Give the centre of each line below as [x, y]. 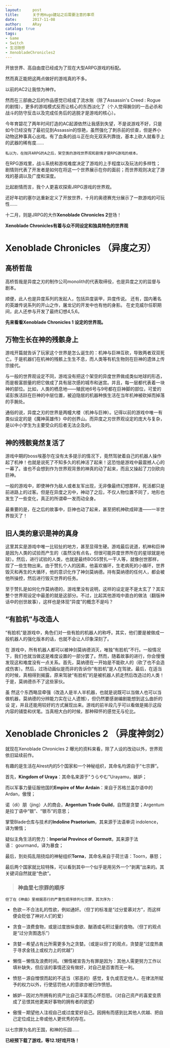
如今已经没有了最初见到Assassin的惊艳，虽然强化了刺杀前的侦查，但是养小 [83, 130]
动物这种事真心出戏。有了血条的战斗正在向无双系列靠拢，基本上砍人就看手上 [85, 136]
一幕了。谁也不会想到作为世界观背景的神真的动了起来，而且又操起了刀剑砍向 [85, 469]
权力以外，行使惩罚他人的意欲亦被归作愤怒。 [68, 984]
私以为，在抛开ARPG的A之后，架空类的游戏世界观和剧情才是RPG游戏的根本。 [73, 153]
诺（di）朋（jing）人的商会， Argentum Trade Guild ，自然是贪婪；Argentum [85, 805]
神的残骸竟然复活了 [35, 443]
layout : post [24, 10]
